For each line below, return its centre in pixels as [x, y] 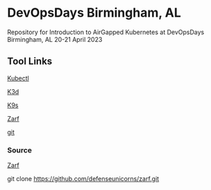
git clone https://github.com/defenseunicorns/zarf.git [83, 179]
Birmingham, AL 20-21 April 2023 [55, 39]
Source [20, 150]
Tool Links [30, 62]
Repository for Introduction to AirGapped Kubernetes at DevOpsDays [106, 32]
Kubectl [18, 78]
